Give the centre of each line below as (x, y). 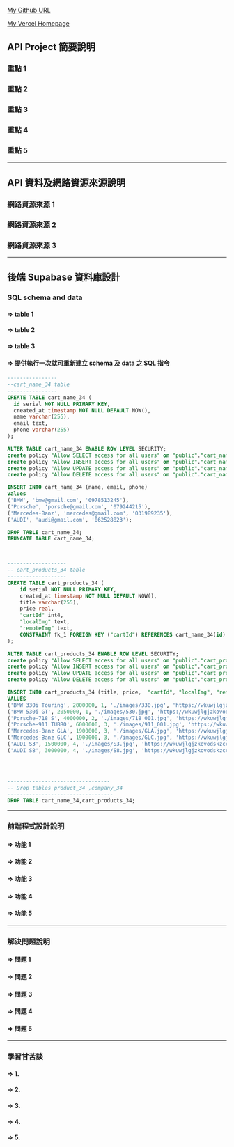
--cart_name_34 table (39, 385)
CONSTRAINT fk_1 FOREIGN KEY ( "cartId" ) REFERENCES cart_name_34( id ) (123, 634)
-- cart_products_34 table (46, 570)
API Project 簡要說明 (51, 47)
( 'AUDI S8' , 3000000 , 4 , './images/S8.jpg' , (73, 750)
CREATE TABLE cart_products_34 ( (56, 583)
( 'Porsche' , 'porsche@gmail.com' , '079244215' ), (79, 507)
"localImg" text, (45, 622)
